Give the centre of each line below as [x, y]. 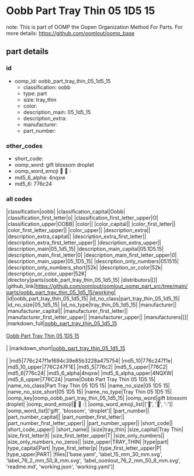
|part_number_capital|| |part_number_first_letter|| [65, 417]
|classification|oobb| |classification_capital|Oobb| [66, 212]
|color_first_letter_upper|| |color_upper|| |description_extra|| [78, 230]
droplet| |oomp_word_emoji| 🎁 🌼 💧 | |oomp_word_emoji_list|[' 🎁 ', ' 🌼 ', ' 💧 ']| [90, 404]
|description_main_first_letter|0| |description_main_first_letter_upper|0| [91, 255]
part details [27, 52]
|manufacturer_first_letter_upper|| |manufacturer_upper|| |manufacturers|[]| [97, 318]
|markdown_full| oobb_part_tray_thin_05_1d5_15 [62, 323]
